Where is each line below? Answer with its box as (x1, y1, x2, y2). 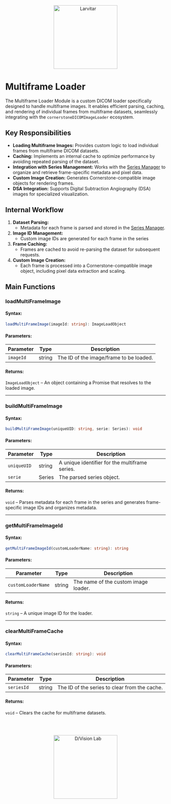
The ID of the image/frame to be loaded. (57, 354, 154, 361)
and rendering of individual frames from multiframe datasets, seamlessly (5, 108, 158, 114)
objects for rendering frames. (12, 180, 75, 186)
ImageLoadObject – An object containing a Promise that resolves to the (5, 380, 152, 386)
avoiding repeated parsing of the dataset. (12, 158, 100, 164)
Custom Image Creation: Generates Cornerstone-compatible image (12, 175, 156, 181)
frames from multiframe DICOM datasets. (12, 148, 100, 154)
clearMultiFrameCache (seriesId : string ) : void (5, 651, 106, 657)
